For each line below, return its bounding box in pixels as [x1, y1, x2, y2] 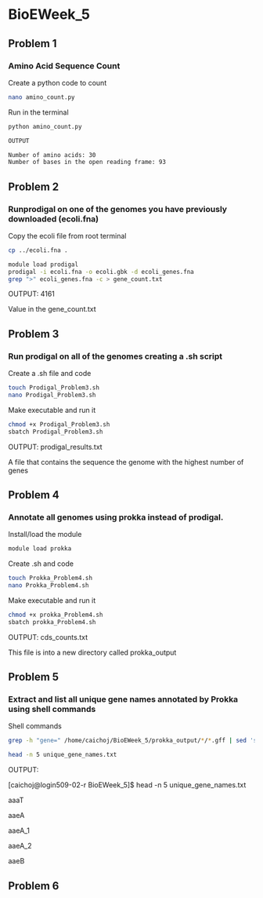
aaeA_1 [8, 826, 30, 835]
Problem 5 [8, 670, 59, 684]
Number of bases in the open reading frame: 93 [8, 159, 167, 166]
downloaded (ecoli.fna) [8, 214, 99, 224]
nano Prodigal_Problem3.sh [8, 391, 96, 399]
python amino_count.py [8, 122, 82, 130]
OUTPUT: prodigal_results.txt [8, 442, 103, 451]
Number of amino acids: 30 [8, 151, 96, 159]
